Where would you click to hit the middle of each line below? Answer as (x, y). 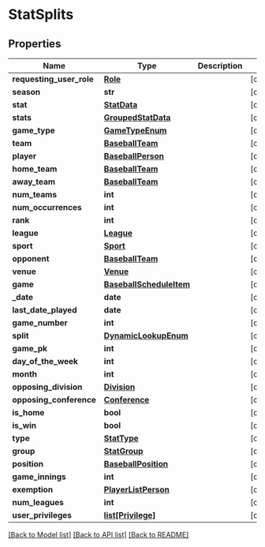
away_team (34, 182)
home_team (35, 169)
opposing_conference (54, 400)
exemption (33, 489)
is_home (28, 412)
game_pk (30, 348)
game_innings (39, 477)
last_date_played (45, 310)
